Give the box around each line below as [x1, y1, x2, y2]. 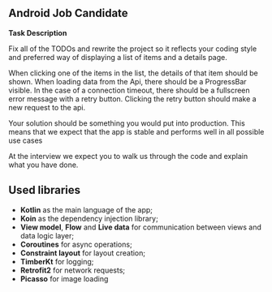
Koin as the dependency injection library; [19, 213, 158, 223]
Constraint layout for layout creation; [19, 247, 146, 258]
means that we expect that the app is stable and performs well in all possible [8, 127, 265, 136]
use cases [8, 135, 43, 145]
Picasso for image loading [19, 273, 109, 283]
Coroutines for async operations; [19, 239, 132, 249]
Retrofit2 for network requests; [19, 265, 126, 275]
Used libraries [8, 183, 81, 197]
